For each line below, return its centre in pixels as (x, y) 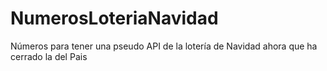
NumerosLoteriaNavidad (114, 18)
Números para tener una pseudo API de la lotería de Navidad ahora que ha (164, 46)
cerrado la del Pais (49, 56)
